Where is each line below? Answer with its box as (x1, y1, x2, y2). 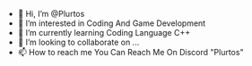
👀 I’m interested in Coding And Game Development (17, 18, 206, 29)
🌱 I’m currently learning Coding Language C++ (17, 28, 191, 37)
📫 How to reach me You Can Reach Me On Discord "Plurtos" (17, 47, 244, 57)
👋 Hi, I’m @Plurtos (17, 9, 85, 19)
